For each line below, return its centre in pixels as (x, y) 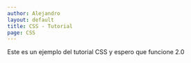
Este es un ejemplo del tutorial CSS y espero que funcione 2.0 (96, 52)
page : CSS (22, 33)
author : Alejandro (34, 13)
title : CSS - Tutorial (40, 26)
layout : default (31, 20)
